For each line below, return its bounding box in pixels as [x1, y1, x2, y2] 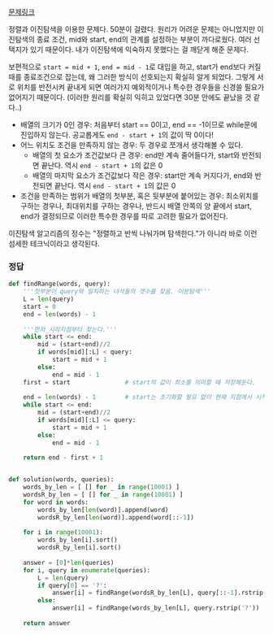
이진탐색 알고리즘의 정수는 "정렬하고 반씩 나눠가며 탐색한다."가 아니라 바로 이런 [8, 228, 258, 238]
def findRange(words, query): [8, 280, 111, 289]
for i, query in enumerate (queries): [23, 566, 151, 575]
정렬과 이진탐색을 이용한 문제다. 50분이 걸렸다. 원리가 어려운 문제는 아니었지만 [8, 24, 256, 34]
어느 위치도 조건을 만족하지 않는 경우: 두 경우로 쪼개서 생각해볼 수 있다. [19, 141, 244, 150]
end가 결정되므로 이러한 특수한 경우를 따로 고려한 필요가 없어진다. [19, 211, 229, 221]
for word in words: [23, 498, 89, 506]
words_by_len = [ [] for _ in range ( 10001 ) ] [23, 483, 180, 492]
